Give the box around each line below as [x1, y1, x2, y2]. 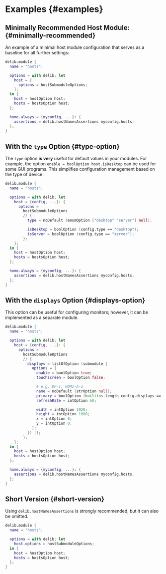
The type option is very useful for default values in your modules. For [5, 156, 147, 162]
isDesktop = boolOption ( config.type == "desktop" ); [27, 227, 139, 232]
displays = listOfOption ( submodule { [27, 361, 108, 366]
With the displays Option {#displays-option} [5, 296, 146, 304]
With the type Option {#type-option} [5, 142, 120, 151]
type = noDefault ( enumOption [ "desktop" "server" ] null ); [27, 218, 153, 223]
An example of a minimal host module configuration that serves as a [5, 44, 145, 50]
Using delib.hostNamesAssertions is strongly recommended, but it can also [5, 508, 159, 514]
